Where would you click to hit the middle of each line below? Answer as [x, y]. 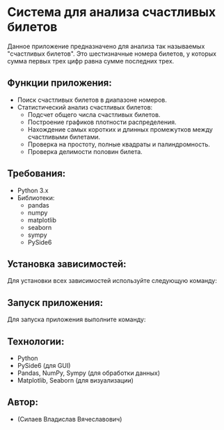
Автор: [23, 402]
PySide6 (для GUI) [44, 366]
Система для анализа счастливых [112, 12]
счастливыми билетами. [64, 137]
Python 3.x [33, 190]
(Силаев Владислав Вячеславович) [70, 419]
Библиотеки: [36, 198]
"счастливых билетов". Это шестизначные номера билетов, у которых [112, 54]
